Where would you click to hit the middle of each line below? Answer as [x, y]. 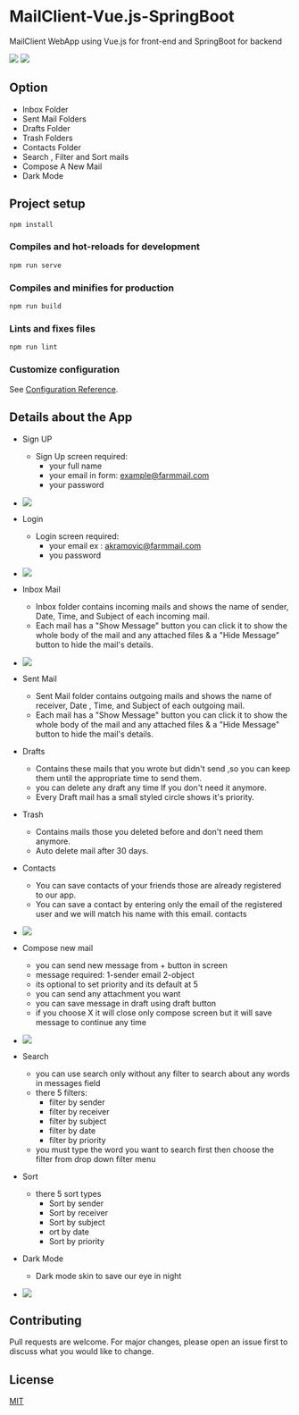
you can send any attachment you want [108, 993]
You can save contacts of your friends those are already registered [158, 885]
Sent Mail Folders [54, 119]
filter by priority [77, 1140]
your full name [75, 466]
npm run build [36, 307]
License [32, 1380]
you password [75, 555]
